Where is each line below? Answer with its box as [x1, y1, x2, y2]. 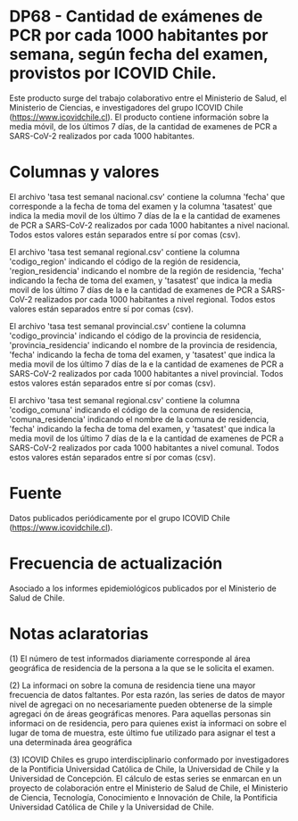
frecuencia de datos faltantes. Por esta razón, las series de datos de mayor [9, 689, 286, 700]
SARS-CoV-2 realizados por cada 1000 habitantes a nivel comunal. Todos [9, 442, 279, 452]
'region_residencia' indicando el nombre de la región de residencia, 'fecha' [9, 265, 285, 276]
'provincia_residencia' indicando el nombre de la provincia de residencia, [9, 339, 278, 350]
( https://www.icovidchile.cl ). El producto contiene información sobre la [9, 112, 269, 122]
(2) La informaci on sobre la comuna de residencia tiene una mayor [9, 680, 256, 691]
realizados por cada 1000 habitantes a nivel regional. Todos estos [34, 294, 276, 304]
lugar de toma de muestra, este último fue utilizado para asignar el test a [9, 727, 277, 738]
